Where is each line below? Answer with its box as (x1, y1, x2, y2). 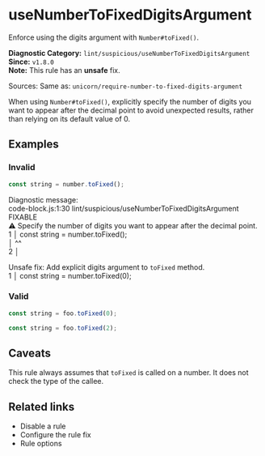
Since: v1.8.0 (8, 57, 54, 66)
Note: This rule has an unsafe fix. (8, 65, 121, 75)
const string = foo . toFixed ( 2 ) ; (8, 324, 117, 332)
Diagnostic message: (8, 194, 78, 204)
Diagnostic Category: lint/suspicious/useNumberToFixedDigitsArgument (8, 48, 250, 58)
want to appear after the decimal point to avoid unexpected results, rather (8, 105, 254, 115)
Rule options (19, 439, 62, 449)
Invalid (8, 162, 36, 173)
